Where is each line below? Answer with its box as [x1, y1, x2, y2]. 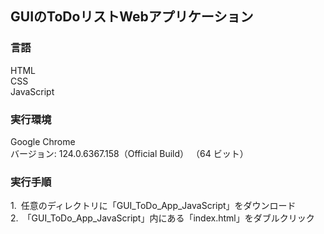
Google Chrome [10, 135, 76, 147]
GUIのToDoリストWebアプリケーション [10, 8, 254, 26]
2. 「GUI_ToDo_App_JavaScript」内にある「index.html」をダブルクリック [10, 212, 315, 224]
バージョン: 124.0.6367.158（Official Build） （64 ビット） [10, 147, 249, 159]
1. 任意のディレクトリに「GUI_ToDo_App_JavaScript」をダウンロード [10, 200, 297, 212]
